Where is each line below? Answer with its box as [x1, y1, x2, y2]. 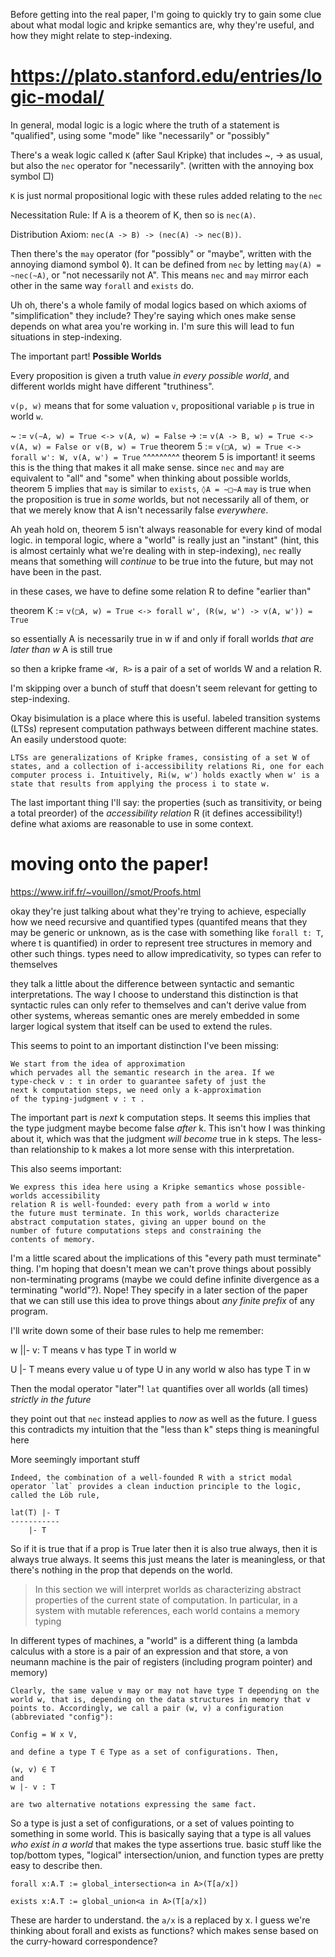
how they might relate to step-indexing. [10, 30, 173, 41]
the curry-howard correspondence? [10, 1935, 158, 1947]
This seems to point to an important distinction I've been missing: [10, 1039, 280, 1051]
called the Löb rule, [10, 1490, 101, 1500]
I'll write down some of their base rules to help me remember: [10, 1324, 265, 1336]
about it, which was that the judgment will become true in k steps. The [10, 1132, 300, 1144]
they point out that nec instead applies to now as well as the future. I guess [10, 1412, 318, 1424]
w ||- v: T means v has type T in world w [10, 1344, 177, 1356]
